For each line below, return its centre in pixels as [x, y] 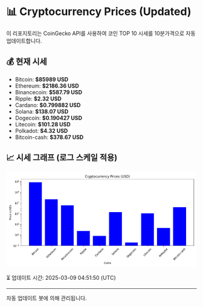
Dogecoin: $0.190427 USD [49, 118]
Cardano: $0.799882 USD [48, 105]
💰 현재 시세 [27, 62]
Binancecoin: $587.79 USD [49, 92]
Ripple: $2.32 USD [38, 99]
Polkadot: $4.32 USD [41, 131]
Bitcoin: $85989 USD [41, 79]
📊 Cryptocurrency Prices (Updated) [99, 12]
